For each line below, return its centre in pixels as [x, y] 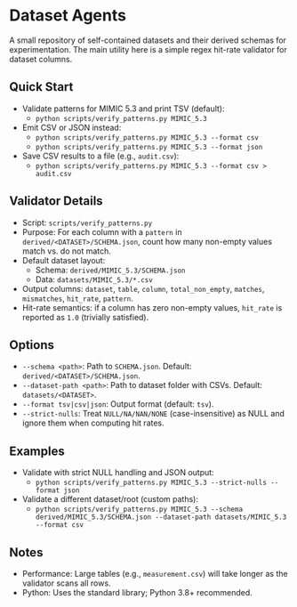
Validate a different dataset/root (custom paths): [110, 499]
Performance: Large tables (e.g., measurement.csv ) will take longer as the [155, 574]
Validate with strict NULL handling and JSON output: [118, 473]
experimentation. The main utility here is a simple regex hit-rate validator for [148, 49]
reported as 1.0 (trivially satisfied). [85, 317]
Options [32, 345]
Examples [37, 451]
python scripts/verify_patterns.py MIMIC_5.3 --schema [139, 510]
